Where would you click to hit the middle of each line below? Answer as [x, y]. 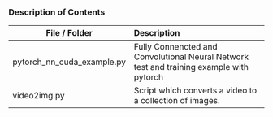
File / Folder [69, 33]
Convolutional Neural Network [191, 57]
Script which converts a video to [195, 90]
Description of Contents [57, 12]
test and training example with [191, 67]
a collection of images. [177, 101]
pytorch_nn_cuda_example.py [69, 62]
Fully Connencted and [175, 47]
